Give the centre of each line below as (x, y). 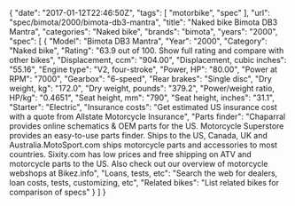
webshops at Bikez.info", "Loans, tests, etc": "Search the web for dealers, (144, 173)
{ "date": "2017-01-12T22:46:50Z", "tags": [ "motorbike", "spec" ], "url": (140, 13)
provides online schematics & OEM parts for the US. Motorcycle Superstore (147, 126)
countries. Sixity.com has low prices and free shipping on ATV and (131, 154)
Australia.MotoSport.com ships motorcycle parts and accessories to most (143, 145)
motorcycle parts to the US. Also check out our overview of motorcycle (139, 164)
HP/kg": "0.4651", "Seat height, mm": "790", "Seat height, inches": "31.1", (142, 98)
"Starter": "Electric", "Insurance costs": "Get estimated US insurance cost (143, 107)
